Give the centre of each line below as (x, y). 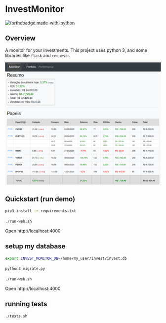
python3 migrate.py (25, 269)
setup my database (35, 246)
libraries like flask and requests (38, 55)
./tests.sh (16, 316)
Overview (21, 38)
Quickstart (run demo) (40, 199)
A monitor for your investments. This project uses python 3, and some (76, 50)
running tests (26, 304)
